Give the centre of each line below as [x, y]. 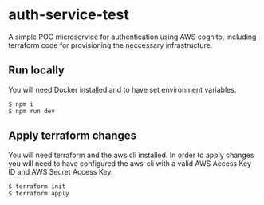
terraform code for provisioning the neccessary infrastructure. [110, 45]
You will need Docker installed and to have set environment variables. [122, 89]
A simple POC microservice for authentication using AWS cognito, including [132, 37]
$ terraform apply [39, 193]
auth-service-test [69, 15]
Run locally [37, 71]
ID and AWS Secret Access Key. [61, 171]
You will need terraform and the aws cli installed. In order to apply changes [131, 155]
